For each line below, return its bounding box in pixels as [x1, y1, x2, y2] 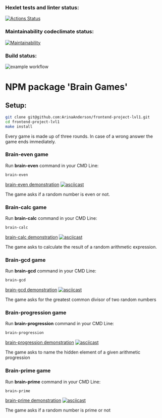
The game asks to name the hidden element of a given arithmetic [5, 349, 140, 355]
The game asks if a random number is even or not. [5, 191, 110, 197]
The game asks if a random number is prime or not [5, 407, 111, 413]
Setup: [5, 101, 27, 110]
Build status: [5, 52, 37, 59]
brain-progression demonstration [5, 339, 74, 345]
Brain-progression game [5, 309, 67, 316]
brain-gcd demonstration [5, 287, 58, 293]
